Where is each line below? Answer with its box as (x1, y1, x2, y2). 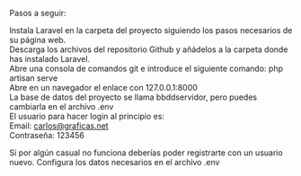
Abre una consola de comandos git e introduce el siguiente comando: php (9, 63, 283, 74)
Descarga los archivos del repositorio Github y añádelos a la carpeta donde (9, 44, 288, 55)
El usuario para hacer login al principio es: (9, 111, 164, 121)
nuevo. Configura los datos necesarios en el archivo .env (9, 157, 220, 167)
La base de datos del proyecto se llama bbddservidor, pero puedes (9, 92, 258, 102)
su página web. (9, 35, 66, 45)
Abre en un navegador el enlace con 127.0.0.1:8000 (9, 83, 198, 92)
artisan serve (9, 73, 58, 84)
